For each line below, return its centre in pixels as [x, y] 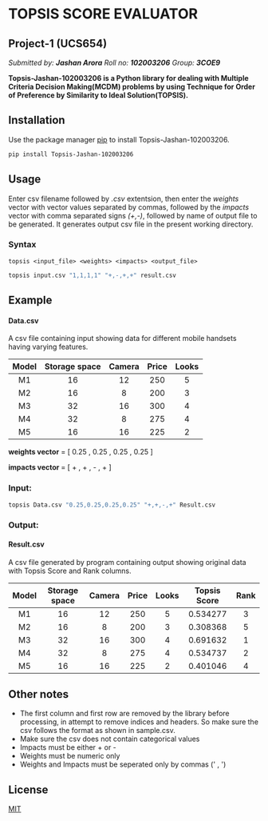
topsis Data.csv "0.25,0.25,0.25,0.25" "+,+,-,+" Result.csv [112, 505]
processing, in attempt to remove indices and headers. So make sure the [139, 722]
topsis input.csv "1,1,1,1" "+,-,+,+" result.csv [93, 275]
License [28, 789]
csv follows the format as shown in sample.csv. [97, 731]
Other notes [39, 694]
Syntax [22, 245]
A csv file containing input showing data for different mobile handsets [122, 338]
